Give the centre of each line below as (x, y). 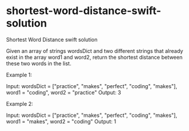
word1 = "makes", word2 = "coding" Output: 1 (61, 121)
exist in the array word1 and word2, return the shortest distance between (94, 57)
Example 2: (20, 103)
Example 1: (19, 75)
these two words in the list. (39, 63)
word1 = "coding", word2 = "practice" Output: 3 (64, 92)
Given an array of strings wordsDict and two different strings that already (95, 51)
